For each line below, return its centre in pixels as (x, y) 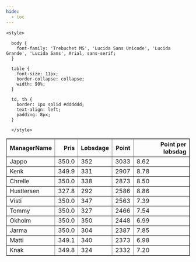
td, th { (22, 99)
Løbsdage (95, 148)
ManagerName (31, 148)
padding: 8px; (34, 114)
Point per (173, 144)
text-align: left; (39, 109)
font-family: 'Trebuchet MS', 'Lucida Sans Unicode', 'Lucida (94, 48)
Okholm (20, 221)
